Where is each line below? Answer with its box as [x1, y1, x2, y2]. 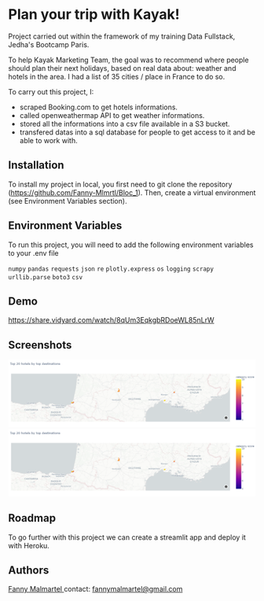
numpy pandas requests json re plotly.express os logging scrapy [8, 265, 214, 273]
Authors [8, 564, 49, 577]
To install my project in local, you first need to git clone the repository [8, 179, 233, 189]
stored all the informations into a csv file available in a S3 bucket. [19, 119, 230, 128]
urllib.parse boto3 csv [8, 273, 83, 281]
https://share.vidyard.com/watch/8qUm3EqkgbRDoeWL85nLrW [8, 315, 214, 325]
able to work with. [19, 135, 78, 145]
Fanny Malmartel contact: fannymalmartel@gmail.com [8, 584, 183, 594]
